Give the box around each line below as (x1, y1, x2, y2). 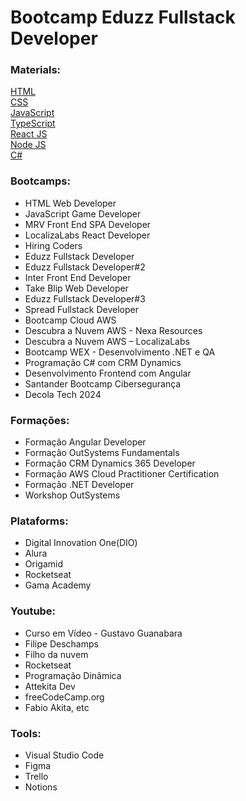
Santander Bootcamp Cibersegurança (24, 377, 182, 390)
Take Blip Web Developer (24, 282, 129, 294)
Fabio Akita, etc (24, 701, 90, 713)
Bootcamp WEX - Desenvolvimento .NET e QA (24, 346, 216, 358)
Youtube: (10, 604, 57, 618)
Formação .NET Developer (24, 479, 135, 491)
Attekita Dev (24, 680, 76, 692)
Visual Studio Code (24, 749, 105, 761)
